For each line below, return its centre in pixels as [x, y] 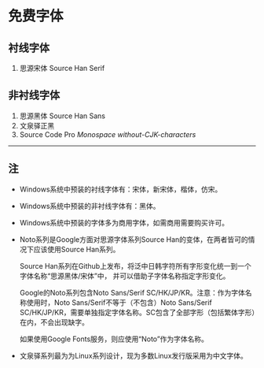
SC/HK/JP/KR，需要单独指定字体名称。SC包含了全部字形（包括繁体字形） [137, 312]
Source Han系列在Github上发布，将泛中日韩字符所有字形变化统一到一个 [135, 266]
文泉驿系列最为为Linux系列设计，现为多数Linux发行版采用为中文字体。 [133, 355]
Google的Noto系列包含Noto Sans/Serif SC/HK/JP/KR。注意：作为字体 [132, 292]
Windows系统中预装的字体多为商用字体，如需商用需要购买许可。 [124, 222]
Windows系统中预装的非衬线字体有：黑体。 [90, 206]
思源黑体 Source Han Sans [62, 116]
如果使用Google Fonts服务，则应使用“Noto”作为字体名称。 [114, 339]
